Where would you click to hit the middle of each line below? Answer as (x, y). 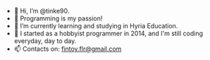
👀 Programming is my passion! (58, 18)
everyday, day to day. (45, 41)
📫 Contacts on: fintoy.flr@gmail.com (68, 49)
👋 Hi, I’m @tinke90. (42, 11)
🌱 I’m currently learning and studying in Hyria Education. (96, 26)
